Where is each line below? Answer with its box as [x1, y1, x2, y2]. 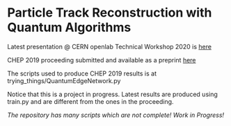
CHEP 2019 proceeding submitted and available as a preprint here [7, 55, 196, 64]
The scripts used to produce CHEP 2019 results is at [7, 69, 157, 78]
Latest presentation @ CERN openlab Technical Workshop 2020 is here [7, 42, 212, 51]
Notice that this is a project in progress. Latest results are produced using [7, 90, 218, 98]
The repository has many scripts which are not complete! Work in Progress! [7, 111, 225, 119]
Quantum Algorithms [7, 19, 132, 35]
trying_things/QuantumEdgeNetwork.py [7, 76, 121, 84]
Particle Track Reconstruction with [7, 5, 212, 21]
